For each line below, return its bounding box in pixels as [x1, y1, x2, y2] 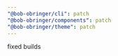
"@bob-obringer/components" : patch [7, 17, 112, 24]
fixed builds [7, 43, 41, 51]
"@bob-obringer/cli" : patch [7, 10, 90, 17]
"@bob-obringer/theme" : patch [7, 23, 96, 30]
